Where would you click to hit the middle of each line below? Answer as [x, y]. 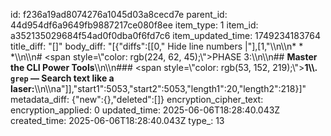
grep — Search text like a [62, 78]
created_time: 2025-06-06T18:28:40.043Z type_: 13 [117, 120]
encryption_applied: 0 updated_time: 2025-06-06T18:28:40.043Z [145, 110]
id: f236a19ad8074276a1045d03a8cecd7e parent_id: [119, 14]
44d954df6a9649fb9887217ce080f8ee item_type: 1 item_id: [134, 25]
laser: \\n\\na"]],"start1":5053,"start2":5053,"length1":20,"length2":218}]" [158, 88]
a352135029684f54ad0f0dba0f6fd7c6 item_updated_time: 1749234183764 [166, 35]
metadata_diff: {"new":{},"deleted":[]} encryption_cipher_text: [137, 99]
